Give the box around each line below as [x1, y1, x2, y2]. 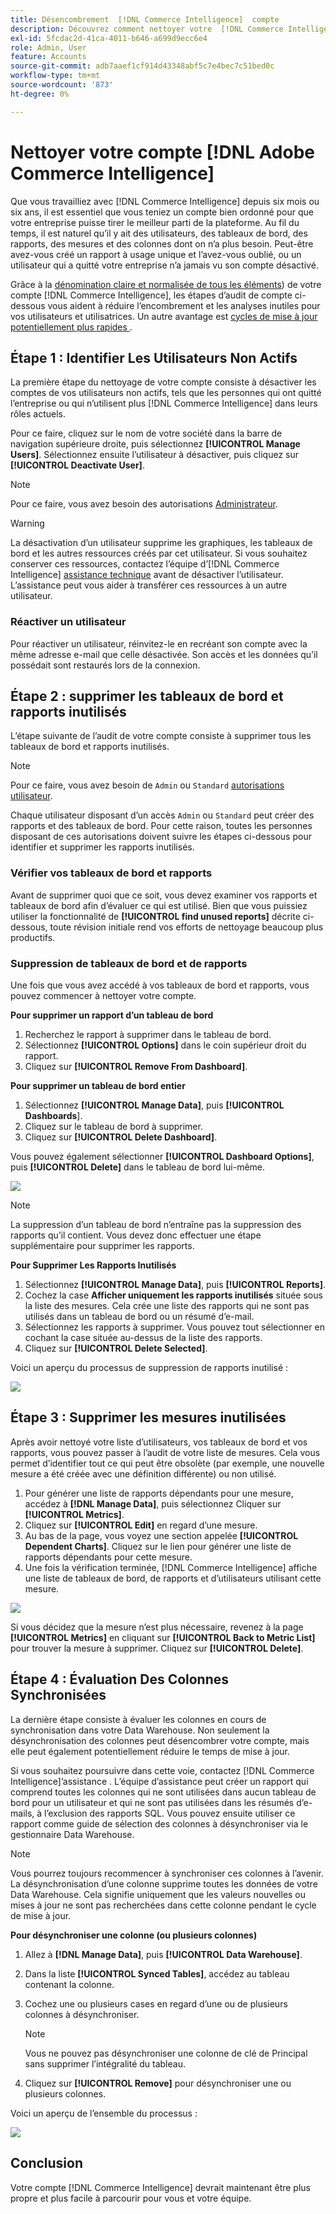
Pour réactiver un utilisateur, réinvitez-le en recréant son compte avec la [10, 637, 308, 650]
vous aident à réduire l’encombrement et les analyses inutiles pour [47, 299, 321, 311]
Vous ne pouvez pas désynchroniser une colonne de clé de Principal [24, 2047, 308, 2059]
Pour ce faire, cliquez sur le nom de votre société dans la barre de [10, 427, 283, 440]
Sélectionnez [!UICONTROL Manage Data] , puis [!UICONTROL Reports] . [24, 1279, 326, 1291]
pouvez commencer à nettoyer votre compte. [10, 990, 197, 1002]
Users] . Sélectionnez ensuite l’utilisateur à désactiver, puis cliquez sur [10, 449, 299, 461]
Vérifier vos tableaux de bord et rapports [10, 866, 213, 880]
